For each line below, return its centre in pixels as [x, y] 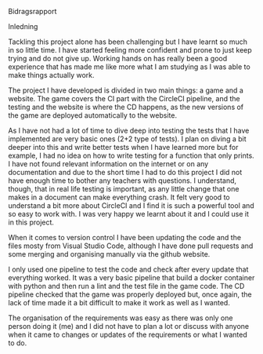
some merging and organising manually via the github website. [109, 254]
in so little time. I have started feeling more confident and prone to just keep [130, 50]
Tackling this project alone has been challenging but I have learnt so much [128, 42]
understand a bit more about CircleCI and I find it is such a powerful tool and [131, 206]
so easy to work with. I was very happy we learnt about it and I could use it [128, 214]
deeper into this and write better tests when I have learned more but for [123, 147]
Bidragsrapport [32, 11]
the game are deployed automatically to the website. [93, 115]
